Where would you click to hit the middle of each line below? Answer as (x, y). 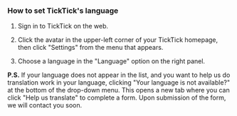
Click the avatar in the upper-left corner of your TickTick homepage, (118, 40)
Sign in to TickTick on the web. (63, 26)
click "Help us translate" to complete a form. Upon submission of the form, (117, 97)
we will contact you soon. (45, 105)
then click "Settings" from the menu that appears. (90, 48)
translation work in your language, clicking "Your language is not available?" (119, 83)
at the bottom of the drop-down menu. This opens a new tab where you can (118, 90)
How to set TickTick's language (63, 11)
